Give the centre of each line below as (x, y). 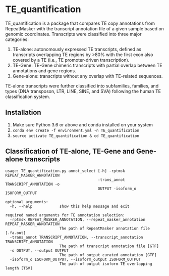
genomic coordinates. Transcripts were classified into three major (74, 34)
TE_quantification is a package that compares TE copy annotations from (80, 23)
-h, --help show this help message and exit (70, 206)
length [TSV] (19, 268)
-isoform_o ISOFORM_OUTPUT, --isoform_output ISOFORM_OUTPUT (75, 259)
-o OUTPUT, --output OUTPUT (39, 250)
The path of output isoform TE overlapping (106, 264)
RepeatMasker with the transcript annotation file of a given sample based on (84, 28)
